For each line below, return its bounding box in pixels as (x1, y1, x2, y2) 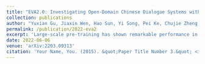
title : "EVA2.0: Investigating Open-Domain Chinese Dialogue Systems (6, 9, 187, 15)
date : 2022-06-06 (6, 37, 51, 43)
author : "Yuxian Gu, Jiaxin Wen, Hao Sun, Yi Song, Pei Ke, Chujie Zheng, (6, 20, 201, 26)
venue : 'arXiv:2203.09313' (6, 43, 75, 49)
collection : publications (6, 15, 72, 21)
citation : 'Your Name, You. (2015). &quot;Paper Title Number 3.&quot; (6, 49, 192, 55)
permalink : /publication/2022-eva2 (6, 26, 97, 32)
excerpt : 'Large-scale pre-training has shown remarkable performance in (6, 32, 198, 38)
